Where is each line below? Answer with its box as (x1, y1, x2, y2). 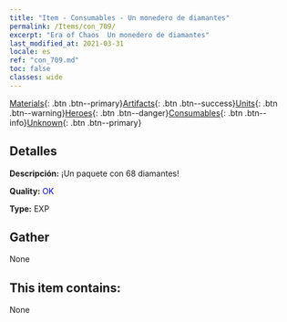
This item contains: (9, 280, 121, 296)
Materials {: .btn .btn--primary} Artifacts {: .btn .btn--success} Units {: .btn (9, 98, 278, 109)
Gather (9, 229, 50, 244)
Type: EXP (9, 203, 50, 214)
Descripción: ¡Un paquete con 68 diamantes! (9, 168, 179, 179)
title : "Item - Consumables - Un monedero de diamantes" (9, 13, 231, 23)
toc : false (9, 65, 51, 74)
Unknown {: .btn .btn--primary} (26, 117, 142, 128)
